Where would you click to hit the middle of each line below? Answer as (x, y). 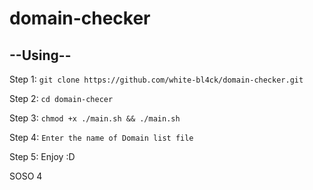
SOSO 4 (26, 176)
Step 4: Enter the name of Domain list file (101, 137)
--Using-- (40, 55)
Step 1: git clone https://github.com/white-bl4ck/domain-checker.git (156, 79)
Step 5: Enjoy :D (42, 156)
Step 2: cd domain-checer (61, 98)
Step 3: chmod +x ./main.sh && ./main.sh (95, 118)
